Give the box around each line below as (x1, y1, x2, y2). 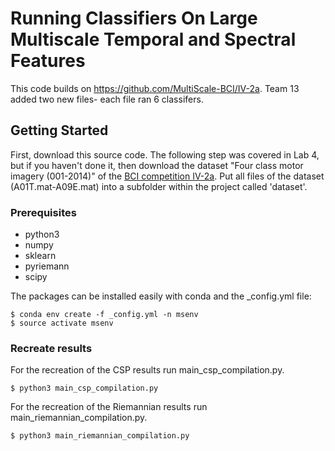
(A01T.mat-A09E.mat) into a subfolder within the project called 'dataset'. (10, 180, 308, 192)
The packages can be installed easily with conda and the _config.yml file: (10, 290, 312, 302)
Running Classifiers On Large (10, 7, 258, 30)
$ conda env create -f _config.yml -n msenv (10, 310, 199, 320)
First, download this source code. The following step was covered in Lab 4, (10, 148, 320, 161)
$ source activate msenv (10, 318, 114, 329)
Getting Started (10, 122, 109, 139)
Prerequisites (10, 205, 77, 219)
